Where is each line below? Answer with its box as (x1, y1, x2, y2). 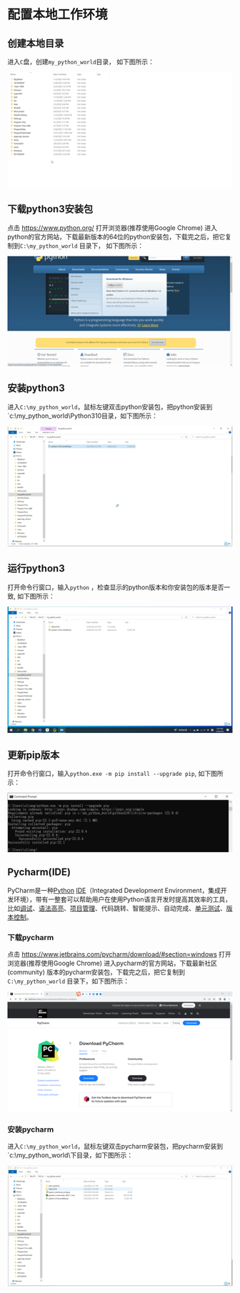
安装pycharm (7, 1124, 54, 1134)
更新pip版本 (7, 749, 60, 761)
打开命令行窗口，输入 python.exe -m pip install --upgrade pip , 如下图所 (7, 769, 224, 777)
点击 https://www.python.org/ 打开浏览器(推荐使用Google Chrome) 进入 (7, 223, 218, 232)
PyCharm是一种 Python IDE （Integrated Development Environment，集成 (7, 886, 221, 894)
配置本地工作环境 (7, 6, 109, 23)
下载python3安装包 (7, 203, 94, 215)
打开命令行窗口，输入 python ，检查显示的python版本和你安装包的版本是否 (7, 583, 224, 591)
